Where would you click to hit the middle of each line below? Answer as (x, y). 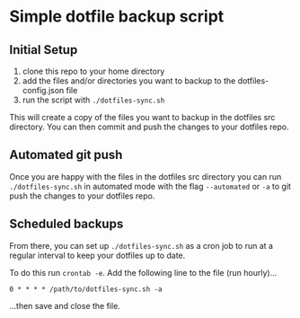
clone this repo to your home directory (93, 71)
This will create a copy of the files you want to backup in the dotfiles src (142, 117)
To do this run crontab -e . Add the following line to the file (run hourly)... (143, 272)
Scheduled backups (66, 224)
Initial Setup (44, 50)
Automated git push (66, 155)
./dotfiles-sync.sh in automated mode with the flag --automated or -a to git (150, 186)
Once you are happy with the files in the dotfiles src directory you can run (146, 176)
